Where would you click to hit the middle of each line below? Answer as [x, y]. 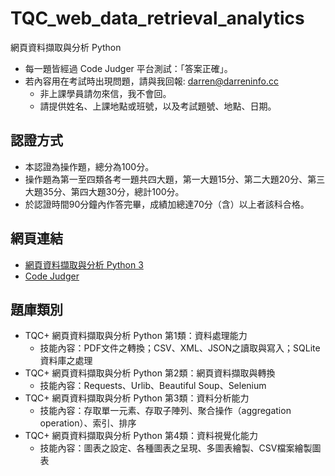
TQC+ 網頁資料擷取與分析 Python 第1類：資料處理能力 [136, 336]
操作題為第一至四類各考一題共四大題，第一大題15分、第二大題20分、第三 [175, 179]
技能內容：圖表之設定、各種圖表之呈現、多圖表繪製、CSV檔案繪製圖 [180, 448]
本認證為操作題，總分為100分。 [89, 166]
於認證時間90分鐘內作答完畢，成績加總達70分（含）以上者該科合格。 [167, 204]
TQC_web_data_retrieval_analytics [157, 18]
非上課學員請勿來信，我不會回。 [105, 93]
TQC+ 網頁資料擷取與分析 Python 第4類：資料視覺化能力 [141, 436]
